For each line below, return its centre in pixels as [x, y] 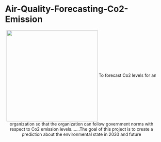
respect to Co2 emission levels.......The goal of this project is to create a [81, 129]
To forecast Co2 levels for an [128, 75]
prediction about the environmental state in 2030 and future [81, 134]
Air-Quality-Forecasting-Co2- [67, 9]
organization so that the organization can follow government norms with [81, 124]
